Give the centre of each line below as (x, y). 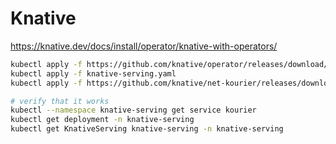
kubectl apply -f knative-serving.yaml (93, 73)
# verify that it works (60, 101)
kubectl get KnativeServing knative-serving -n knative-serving (147, 129)
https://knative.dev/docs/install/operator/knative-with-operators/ (144, 46)
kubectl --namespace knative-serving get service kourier (133, 110)
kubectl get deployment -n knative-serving (102, 120)
